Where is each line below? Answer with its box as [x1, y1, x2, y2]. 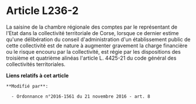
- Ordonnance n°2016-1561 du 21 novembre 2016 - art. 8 [11, 93, 150, 99]
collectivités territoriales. [6, 60, 66, 68]
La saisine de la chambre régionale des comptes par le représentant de [6, 23, 177, 30]
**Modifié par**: [6, 83, 49, 89]
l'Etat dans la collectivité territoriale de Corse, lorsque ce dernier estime [6, 29, 180, 36]
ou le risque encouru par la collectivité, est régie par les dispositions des [6, 48, 181, 55]
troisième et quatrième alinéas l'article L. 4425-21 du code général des [6, 54, 177, 61]
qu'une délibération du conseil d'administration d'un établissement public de [6, 36, 191, 43]
